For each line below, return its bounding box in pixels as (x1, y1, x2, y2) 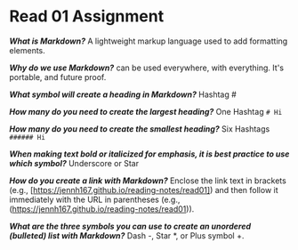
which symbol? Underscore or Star (9, 157, 140, 168)
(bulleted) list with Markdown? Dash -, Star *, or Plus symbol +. (9, 230, 245, 241)
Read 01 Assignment (9, 6, 165, 27)
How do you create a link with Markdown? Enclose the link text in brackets (9, 175, 286, 186)
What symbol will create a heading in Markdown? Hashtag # (9, 89, 238, 100)
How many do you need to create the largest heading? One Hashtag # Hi (9, 106, 283, 117)
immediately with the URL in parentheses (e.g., (9, 194, 181, 205)
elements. (9, 44, 46, 55)
